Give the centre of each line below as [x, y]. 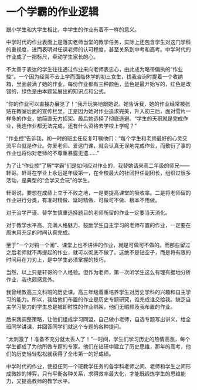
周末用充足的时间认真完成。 [40, 232]
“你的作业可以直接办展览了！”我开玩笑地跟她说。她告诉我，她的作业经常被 [96, 104]
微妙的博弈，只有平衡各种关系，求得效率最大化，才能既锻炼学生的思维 [96, 374]
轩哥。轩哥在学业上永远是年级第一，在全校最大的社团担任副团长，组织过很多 [98, 173]
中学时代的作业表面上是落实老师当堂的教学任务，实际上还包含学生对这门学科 [98, 42]
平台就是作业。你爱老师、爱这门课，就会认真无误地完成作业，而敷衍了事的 [101, 145]
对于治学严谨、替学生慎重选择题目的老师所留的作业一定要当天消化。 [88, 212]
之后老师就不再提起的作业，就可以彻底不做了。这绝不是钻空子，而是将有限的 [98, 252]
